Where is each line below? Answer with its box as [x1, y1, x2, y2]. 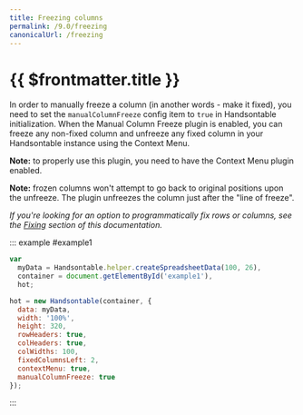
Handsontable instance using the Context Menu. [9, 138, 191, 149]
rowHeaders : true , [17, 331, 88, 340]
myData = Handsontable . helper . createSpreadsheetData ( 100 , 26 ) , [17, 263, 261, 272]
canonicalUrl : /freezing [9, 30, 103, 39]
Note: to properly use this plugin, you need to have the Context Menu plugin [9, 155, 295, 166]
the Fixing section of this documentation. [9, 220, 163, 231]
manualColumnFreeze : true [17, 372, 116, 381]
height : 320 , [17, 321, 67, 331]
